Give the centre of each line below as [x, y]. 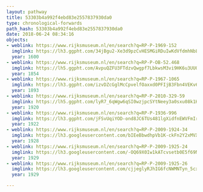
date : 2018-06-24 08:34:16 [40, 34]
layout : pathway [27, 12]
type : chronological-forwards [44, 23]
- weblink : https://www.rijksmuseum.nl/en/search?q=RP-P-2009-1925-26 [97, 164]
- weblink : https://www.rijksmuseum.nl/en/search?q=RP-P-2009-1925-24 [97, 146]
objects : [17, 40]
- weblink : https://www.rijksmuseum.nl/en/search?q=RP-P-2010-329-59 [96, 96]
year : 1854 [25, 74]
